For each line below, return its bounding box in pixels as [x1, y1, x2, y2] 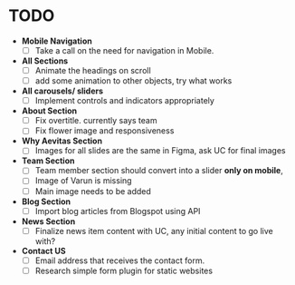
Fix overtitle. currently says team [34, 115, 157, 126]
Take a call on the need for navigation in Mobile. [34, 44, 214, 55]
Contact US [21, 245, 66, 256]
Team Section [21, 155, 75, 166]
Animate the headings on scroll [34, 65, 151, 75]
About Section [21, 105, 78, 116]
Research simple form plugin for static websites [34, 265, 214, 276]
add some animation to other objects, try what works [34, 75, 233, 86]
